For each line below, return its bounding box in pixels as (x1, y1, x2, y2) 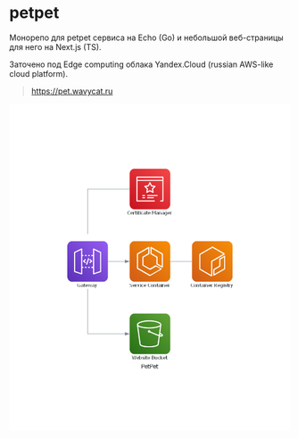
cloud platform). (9, 68, 69, 79)
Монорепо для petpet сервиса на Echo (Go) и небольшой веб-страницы (9, 32, 284, 43)
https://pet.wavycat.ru (30, 86, 113, 96)
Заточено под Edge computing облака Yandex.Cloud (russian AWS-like (9, 59, 274, 70)
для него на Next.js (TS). (9, 41, 102, 52)
